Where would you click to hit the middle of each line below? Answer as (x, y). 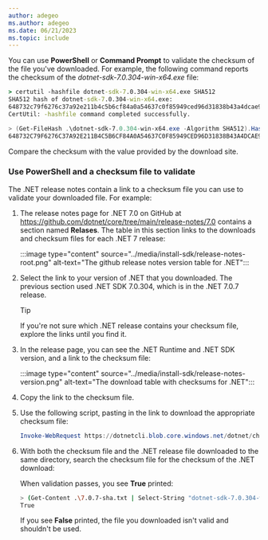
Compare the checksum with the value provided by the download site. (124, 151)
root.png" (35, 262)
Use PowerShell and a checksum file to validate (102, 172)
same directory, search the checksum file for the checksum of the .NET (137, 460)
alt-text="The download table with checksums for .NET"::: (160, 382)
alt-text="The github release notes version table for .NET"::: (151, 262)
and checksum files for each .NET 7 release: (93, 238)
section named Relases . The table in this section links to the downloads (138, 230)
